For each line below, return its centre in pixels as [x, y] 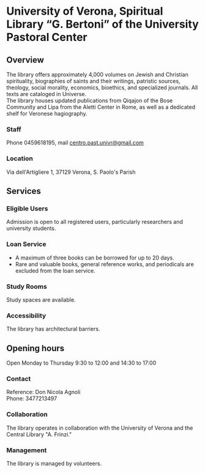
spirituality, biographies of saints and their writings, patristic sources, [93, 81]
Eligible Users [27, 208]
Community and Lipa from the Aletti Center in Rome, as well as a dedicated [101, 107]
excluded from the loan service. [55, 270]
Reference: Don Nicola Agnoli [43, 392]
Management [27, 450]
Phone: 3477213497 [32, 398]
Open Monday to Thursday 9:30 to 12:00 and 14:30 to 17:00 [81, 363]
